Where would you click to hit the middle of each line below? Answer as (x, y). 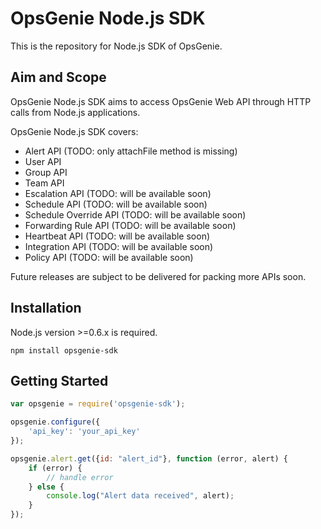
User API (43, 161)
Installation (46, 308)
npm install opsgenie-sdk (64, 350)
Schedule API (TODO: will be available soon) (116, 204)
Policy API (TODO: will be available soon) (109, 257)
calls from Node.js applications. (75, 112)
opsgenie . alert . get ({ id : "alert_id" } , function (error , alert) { (149, 458)
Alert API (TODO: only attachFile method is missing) (131, 151)
